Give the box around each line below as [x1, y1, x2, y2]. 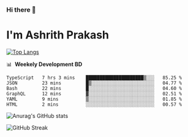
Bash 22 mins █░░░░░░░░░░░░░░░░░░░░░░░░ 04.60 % [6, 85, 182, 91]
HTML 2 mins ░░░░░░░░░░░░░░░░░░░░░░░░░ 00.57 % [6, 101, 182, 108]
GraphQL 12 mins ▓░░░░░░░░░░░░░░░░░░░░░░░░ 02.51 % [6, 91, 182, 97]
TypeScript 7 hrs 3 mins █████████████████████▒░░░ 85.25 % [6, 75, 182, 81]
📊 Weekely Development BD [6, 61, 83, 68]
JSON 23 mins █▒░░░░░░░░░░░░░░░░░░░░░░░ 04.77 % [6, 80, 182, 86]
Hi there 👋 [6, 6, 37, 14]
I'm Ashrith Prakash [6, 28, 109, 42]
